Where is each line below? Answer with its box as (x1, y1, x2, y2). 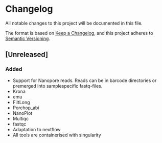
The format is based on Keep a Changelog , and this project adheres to (5, 30, 153, 36)
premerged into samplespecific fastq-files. (12, 83, 103, 89)
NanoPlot (12, 110, 33, 116)
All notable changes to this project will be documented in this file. (5, 20, 143, 26)
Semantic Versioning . (5, 35, 50, 42)
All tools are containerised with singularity (12, 132, 101, 138)
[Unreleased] (5, 50, 49, 59)
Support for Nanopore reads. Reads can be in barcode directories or (12, 77, 157, 84)
